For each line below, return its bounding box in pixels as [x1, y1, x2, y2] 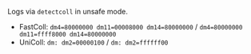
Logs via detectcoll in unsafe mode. [7, 7, 129, 16]
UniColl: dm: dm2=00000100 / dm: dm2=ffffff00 [18, 37, 169, 47]
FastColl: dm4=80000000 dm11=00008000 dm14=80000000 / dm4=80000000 [18, 22, 243, 31]
